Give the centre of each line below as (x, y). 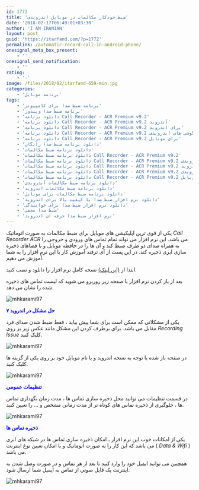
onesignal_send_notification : (44, 61)
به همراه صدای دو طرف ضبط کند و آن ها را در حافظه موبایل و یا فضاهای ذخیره (93, 245)
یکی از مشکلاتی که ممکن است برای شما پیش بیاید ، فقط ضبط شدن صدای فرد (93, 322)
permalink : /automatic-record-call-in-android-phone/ (74, 45)
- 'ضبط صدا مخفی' (38, 211)
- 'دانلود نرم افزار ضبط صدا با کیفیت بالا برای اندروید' (89, 200)
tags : (13, 100)
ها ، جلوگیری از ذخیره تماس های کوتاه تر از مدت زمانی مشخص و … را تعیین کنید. (95, 405)
